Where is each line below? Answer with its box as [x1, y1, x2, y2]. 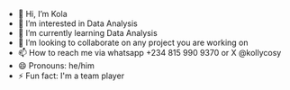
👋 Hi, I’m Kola [17, 9, 68, 19]
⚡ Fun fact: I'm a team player [17, 70, 124, 81]
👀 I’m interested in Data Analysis [17, 18, 138, 29]
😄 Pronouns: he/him [17, 60, 95, 71]
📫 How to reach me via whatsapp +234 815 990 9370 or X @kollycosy [17, 48, 282, 58]
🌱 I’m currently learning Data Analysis [17, 28, 158, 38]
